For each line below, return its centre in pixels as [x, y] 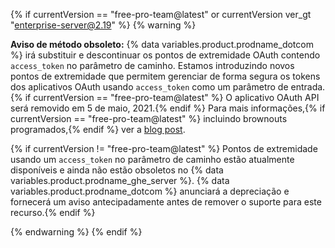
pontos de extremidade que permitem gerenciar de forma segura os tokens [165, 76]
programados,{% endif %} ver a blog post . [98, 129]
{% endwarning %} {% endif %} [76, 232]
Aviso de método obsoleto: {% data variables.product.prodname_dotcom [162, 44]
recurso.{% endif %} [53, 212]
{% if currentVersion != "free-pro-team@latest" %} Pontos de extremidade [164, 148]
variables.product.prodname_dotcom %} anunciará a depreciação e [150, 191]
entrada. [308, 87]
